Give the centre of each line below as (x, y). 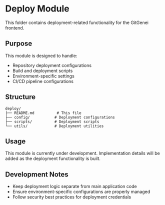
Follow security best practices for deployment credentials (72, 197)
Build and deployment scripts (42, 70)
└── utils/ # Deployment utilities (54, 126)
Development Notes (37, 174)
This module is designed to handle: (41, 55)
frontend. (15, 27)
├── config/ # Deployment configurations (60, 117)
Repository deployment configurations (52, 65)
